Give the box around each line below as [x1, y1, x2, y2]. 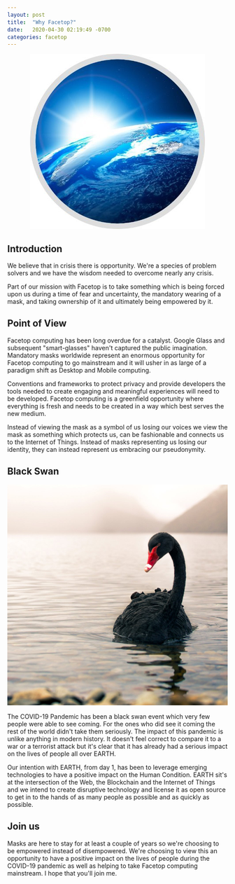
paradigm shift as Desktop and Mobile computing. [7, 366, 152, 374]
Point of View [7, 317, 67, 329]
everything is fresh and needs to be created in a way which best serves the [7, 401, 225, 410]
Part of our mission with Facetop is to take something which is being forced [7, 282, 225, 291]
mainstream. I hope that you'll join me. [7, 869, 117, 877]
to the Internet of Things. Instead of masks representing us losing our [7, 438, 208, 446]
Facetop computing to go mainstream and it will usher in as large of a [7, 358, 206, 367]
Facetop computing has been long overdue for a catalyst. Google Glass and [7, 336, 225, 345]
